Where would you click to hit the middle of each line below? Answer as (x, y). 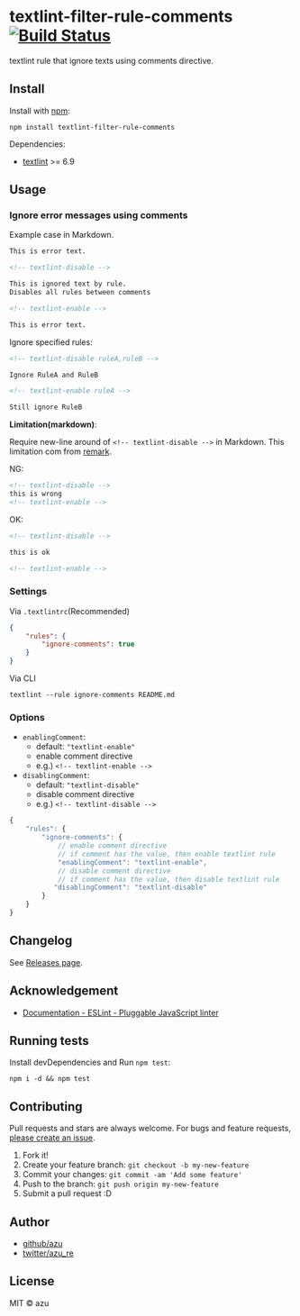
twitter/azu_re (48, 1253)
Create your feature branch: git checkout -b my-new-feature (136, 1165)
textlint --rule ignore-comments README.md (92, 695)
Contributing (46, 1107)
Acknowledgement (64, 991)
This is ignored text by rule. (68, 284)
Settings (28, 592)
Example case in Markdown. (62, 235)
